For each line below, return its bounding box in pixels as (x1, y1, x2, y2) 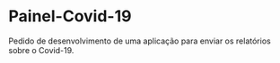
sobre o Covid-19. (8, 44, 74, 55)
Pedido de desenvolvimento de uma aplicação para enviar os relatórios (8, 35, 271, 46)
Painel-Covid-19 (8, 6, 132, 27)
